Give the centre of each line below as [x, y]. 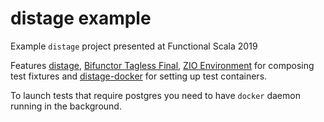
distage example [81, 18]
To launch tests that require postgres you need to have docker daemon [155, 95]
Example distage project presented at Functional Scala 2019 [134, 46]
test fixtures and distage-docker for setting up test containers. [139, 76]
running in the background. [66, 106]
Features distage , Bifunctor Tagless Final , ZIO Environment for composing [162, 65]
